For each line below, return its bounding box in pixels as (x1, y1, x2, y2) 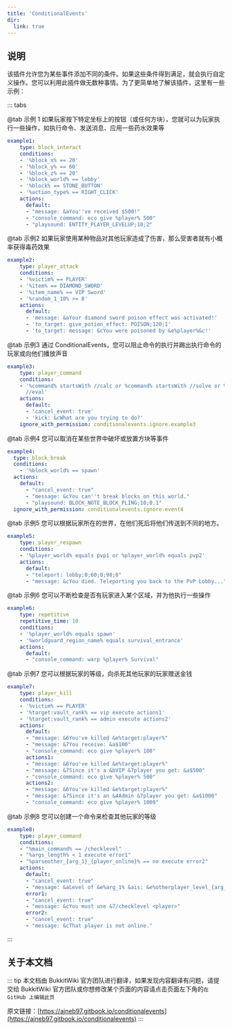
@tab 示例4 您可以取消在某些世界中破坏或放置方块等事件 (7, 434, 169, 443)
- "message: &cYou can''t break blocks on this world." (25, 493, 190, 500)
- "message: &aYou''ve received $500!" (25, 208, 140, 215)
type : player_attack (19, 263, 79, 270)
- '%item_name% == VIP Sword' (19, 289, 107, 295)
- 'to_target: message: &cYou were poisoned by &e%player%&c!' (25, 327, 212, 335)
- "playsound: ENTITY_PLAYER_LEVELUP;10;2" (25, 221, 153, 228)
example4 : (7, 448, 36, 455)
